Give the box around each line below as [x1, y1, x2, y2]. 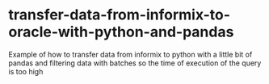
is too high [8, 66, 44, 76]
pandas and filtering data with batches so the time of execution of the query [8, 58, 262, 68]
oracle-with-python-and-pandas [8, 23, 234, 41]
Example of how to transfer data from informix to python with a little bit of [8, 49, 253, 59]
